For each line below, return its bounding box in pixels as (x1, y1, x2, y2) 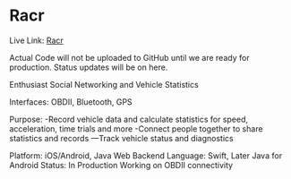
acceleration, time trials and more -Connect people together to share (9, 123, 263, 134)
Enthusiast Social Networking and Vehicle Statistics (9, 79, 199, 89)
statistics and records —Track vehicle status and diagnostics (9, 132, 235, 143)
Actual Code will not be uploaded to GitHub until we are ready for (9, 52, 250, 63)
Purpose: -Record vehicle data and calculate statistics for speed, (9, 114, 249, 124)
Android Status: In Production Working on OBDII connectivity (9, 159, 234, 170)
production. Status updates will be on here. (9, 62, 168, 72)
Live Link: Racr (9, 35, 64, 46)
